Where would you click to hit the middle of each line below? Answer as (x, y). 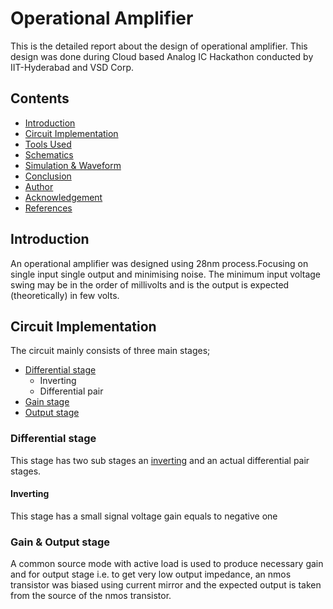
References (48, 208)
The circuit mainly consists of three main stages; (110, 351)
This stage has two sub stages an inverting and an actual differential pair (160, 460)
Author (39, 186)
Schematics (49, 154)
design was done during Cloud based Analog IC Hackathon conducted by (162, 56)
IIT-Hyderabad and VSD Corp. (72, 67)
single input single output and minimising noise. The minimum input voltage (166, 274)
